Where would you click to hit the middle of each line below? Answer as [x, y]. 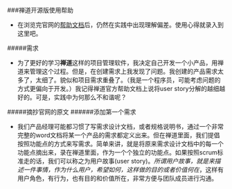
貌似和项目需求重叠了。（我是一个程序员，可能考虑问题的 [140, 80]
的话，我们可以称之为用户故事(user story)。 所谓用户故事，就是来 [122, 161]
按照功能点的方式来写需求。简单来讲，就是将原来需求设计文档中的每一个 [120, 144]
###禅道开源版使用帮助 [41, 10]
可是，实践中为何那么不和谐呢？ [81, 97]
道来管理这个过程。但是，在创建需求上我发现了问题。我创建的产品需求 [117, 71]
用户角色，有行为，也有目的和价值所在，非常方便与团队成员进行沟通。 [117, 178]
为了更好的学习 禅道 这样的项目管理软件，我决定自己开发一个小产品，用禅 [120, 63]
